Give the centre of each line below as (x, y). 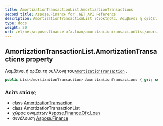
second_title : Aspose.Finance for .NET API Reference (61, 14)
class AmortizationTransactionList (46, 108)
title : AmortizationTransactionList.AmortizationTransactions (69, 9)
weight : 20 (16, 28)
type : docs (16, 23)
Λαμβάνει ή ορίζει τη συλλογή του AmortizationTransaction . (66, 71)
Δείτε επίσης (21, 92)
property (40, 59)
